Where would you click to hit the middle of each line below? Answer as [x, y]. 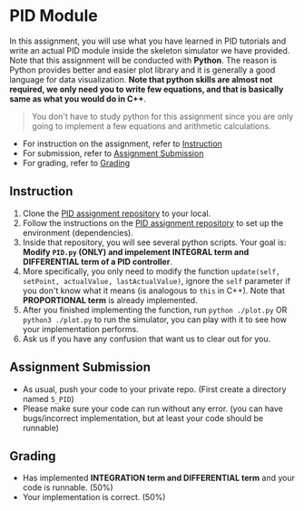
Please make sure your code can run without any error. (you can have [152, 408]
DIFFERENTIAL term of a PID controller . [97, 261]
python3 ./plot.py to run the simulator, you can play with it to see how [155, 319]
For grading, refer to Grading [76, 162]
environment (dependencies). [78, 232]
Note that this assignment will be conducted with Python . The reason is [143, 60]
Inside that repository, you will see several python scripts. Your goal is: [154, 242]
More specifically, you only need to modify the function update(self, [151, 271]
